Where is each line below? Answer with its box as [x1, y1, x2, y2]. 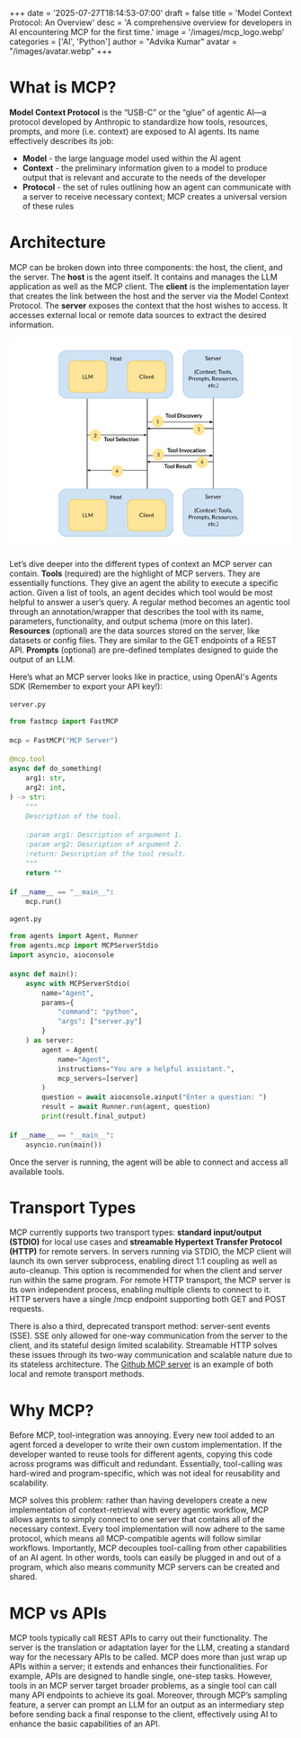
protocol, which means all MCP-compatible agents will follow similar [9, 1533, 262, 1544]
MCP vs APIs [9, 1603, 108, 1623]
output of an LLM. [9, 653, 75, 664]
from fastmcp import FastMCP [9, 716, 119, 726]
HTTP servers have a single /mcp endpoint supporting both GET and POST [9, 1294, 287, 1305]
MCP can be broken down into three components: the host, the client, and [9, 262, 283, 272]
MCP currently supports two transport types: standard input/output [9, 1227, 262, 1238]
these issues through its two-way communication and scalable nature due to [9, 1350, 293, 1361]
